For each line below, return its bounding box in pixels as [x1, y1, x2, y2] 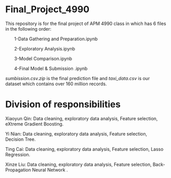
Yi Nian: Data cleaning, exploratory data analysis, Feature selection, [5, 131, 148, 137]
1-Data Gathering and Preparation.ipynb [14, 36, 98, 42]
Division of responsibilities [5, 98, 121, 110]
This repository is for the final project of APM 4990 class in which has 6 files [5, 20, 166, 27]
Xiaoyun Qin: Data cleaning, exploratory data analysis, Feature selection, [5, 115, 158, 121]
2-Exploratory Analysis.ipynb [14, 45, 76, 52]
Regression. [5, 151, 31, 158]
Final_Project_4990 [5, 4, 90, 15]
